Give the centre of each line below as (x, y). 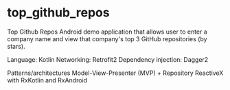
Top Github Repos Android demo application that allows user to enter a (107, 32)
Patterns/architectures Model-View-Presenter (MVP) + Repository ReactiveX (115, 73)
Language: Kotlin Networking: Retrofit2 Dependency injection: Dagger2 (108, 59)
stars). (16, 46)
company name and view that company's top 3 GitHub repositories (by (107, 38)
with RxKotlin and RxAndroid (47, 80)
